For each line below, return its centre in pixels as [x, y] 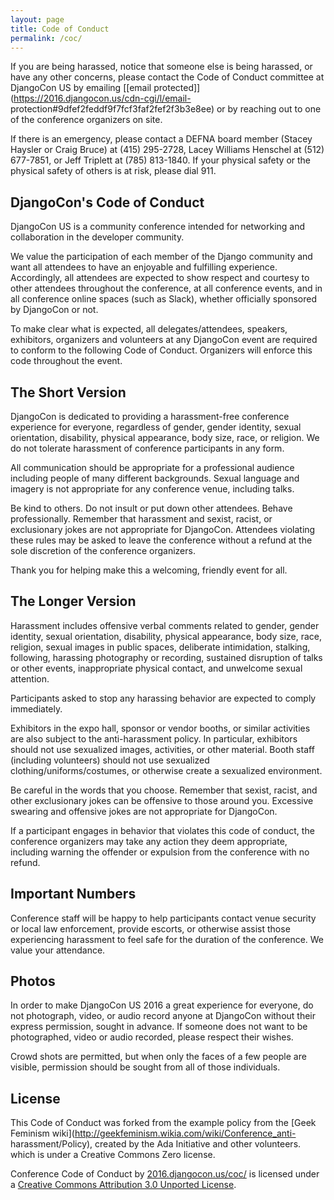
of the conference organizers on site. [86, 120]
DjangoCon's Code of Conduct [107, 202]
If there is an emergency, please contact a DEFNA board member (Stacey [161, 139]
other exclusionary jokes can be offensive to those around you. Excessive [162, 800]
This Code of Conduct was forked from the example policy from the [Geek [163, 1123]
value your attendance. [58, 950]
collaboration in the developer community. [97, 237]
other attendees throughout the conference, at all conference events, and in [166, 288]
